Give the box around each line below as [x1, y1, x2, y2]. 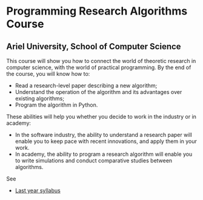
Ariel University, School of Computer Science [6, 41, 181, 52]
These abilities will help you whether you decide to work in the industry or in [6, 113, 197, 120]
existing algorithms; [15, 95, 65, 102]
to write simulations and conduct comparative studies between [15, 157, 173, 164]
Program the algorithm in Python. [15, 101, 98, 108]
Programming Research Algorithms [6, 4, 188, 18]
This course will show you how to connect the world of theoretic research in [6, 58, 196, 64]
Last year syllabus [15, 187, 61, 194]
